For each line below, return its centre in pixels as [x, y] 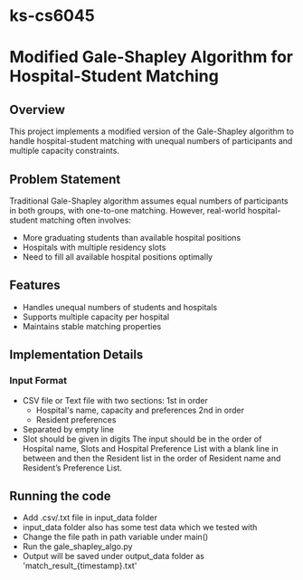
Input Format [38, 381]
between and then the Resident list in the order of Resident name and [151, 458]
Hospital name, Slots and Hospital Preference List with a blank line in [150, 448]
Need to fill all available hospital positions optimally [118, 257]
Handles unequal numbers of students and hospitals [120, 307]
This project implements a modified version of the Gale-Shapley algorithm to [151, 131]
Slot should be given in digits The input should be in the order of [142, 439]
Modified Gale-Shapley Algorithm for [151, 57]
